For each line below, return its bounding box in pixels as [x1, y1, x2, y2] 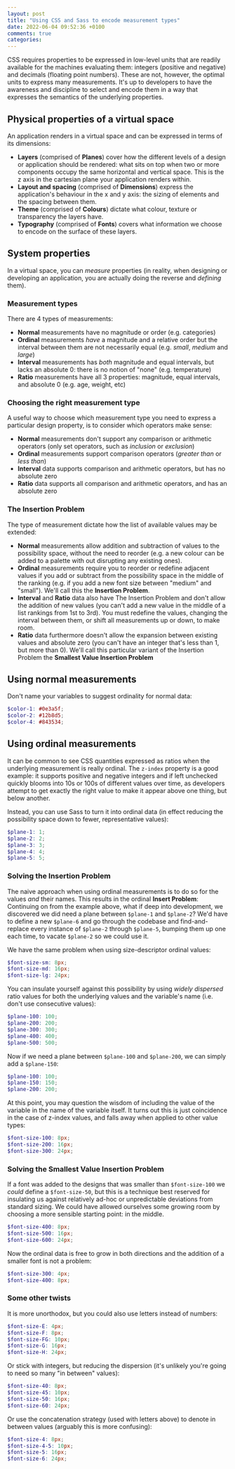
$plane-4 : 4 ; [7, 848, 46, 855]
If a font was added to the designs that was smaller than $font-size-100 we [7, 1180, 226, 1189]
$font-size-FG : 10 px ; [7, 1336, 71, 1343]
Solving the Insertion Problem [7, 871, 111, 881]
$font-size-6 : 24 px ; [7, 1456, 68, 1463]
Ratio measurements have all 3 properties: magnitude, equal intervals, [17, 373, 221, 381]
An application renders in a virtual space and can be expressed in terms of [7, 131, 223, 140]
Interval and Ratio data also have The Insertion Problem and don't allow [17, 593, 226, 602]
